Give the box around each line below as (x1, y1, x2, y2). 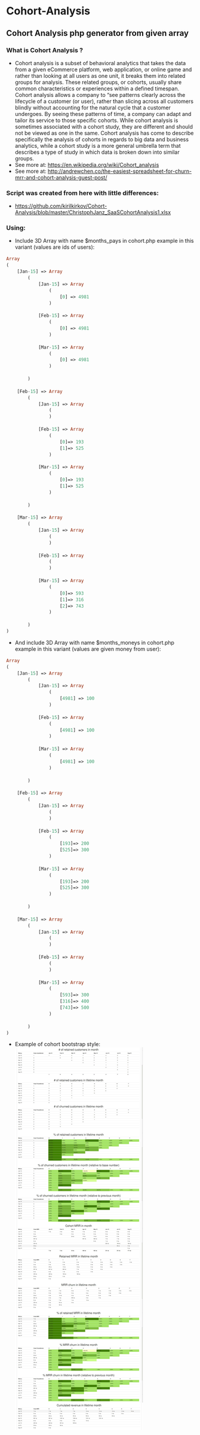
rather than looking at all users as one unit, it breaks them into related (14, 72, 186, 79)
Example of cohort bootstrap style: (14, 1041, 100, 1048)
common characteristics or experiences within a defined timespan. (14, 85, 180, 92)
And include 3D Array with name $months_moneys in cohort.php (14, 639, 175, 646)
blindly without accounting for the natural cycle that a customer (14, 103, 171, 111)
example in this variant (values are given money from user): (14, 645, 161, 653)
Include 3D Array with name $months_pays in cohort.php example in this (14, 237, 194, 245)
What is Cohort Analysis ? (6, 46, 84, 54)
